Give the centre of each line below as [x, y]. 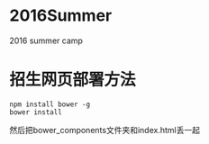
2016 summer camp [46, 40]
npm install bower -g [50, 104]
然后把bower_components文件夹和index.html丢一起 [105, 130]
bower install [36, 112]
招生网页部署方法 [73, 80]
